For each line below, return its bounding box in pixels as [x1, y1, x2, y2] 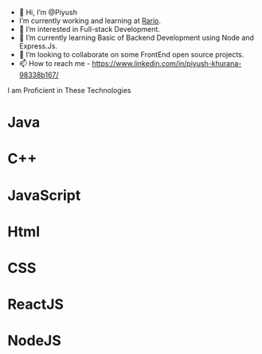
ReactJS [7, 295, 65, 313]
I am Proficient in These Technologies [7, 86, 131, 95]
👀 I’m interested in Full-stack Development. [18, 25, 161, 33]
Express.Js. [18, 41, 57, 51]
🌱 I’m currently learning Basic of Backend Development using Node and [18, 33, 254, 42]
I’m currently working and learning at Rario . [18, 16, 161, 25]
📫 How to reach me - [18, 59, 91, 68]
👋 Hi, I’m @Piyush [18, 8, 77, 17]
